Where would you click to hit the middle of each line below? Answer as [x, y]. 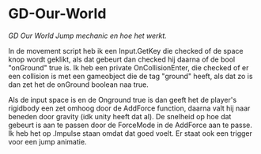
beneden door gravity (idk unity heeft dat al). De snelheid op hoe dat [120, 116]
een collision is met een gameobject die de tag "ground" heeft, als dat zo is [130, 76]
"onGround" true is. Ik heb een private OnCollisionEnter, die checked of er [129, 67]
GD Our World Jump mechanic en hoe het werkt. [88, 36]
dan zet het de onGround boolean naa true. [78, 85]
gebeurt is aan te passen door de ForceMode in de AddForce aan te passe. [130, 125]
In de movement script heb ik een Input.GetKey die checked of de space [126, 51]
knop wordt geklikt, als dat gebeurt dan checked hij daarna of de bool [122, 59]
